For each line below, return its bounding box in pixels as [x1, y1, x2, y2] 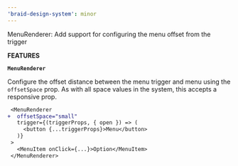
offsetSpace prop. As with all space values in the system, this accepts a [7, 84, 217, 93]
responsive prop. [7, 92, 57, 101]
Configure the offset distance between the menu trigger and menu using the [7, 77, 231, 86]
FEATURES [7, 51, 40, 60]
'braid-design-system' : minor [7, 10, 97, 18]
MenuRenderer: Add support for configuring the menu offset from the [7, 30, 211, 38]
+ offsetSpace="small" [7, 113, 78, 120]
